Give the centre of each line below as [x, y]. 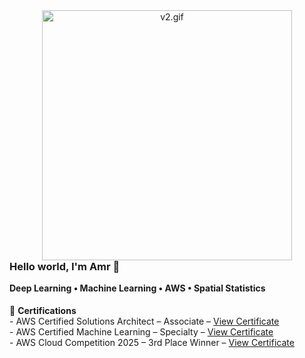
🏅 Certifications [43, 310]
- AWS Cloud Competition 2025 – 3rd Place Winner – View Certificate [152, 342]
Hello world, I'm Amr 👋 [65, 266]
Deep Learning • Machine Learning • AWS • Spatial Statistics [137, 288]
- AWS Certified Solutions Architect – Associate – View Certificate [144, 321]
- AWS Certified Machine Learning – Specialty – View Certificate [141, 331]
